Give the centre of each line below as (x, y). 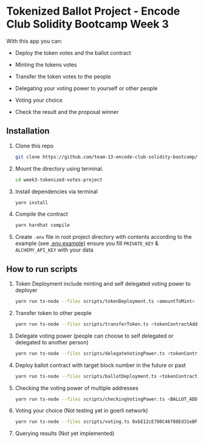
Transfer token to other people (53, 313)
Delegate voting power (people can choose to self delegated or (94, 336)
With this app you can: (34, 41)
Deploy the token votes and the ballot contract (73, 52)
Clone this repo (34, 146)
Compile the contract (42, 214)
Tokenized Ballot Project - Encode (93, 11)
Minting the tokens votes (46, 65)
